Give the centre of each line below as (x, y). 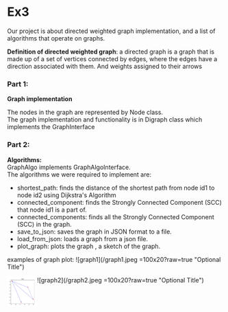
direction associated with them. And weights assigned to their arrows (105, 66)
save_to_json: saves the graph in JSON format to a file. (94, 232)
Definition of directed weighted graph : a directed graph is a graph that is (111, 52)
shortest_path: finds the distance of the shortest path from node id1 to (116, 188)
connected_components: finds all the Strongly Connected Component (115, 216)
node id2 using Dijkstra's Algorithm (66, 195)
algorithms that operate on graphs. (56, 38)
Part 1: (18, 84)
